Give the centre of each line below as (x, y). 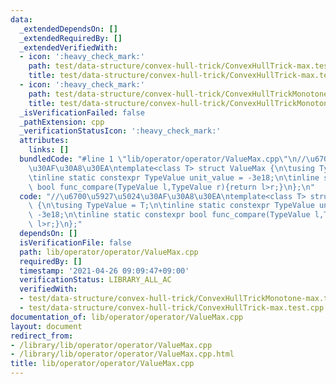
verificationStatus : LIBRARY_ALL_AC (95, 280)
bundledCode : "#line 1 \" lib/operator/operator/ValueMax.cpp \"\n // (163, 159)
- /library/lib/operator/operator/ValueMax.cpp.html (122, 354)
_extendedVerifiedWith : (68, 47)
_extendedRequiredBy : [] (71, 38)
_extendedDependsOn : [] (68, 29)
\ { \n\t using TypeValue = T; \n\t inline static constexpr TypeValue (171, 206)
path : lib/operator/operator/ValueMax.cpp (109, 252)
